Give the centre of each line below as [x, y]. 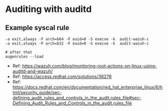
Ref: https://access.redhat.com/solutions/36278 [62, 76]
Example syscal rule [37, 28]
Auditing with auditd [48, 9]
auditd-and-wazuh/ [33, 71]
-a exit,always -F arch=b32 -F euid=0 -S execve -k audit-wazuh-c [77, 43]
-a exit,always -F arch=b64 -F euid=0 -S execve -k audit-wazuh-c [77, 39]
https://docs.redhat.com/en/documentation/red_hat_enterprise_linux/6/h [88, 87]
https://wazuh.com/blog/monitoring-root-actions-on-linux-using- [89, 66]
